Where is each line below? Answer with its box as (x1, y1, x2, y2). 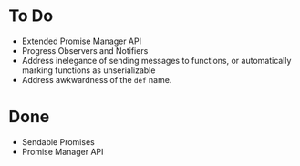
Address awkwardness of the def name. (21, 74, 172, 85)
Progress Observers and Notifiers (21, 45, 149, 56)
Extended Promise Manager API (21, 36, 142, 47)
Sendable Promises (21, 136, 95, 147)
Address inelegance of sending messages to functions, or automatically (21, 55, 292, 66)
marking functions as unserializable (21, 65, 156, 76)
